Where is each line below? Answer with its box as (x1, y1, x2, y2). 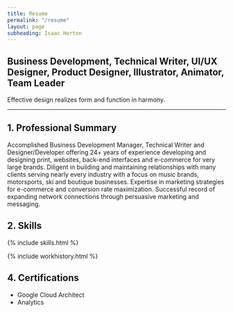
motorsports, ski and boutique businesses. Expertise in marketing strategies (7, 177, 225, 186)
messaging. (7, 200, 40, 208)
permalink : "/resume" (7, 17, 70, 24)
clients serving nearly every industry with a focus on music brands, (7, 170, 200, 178)
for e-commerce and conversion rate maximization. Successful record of (7, 185, 216, 193)
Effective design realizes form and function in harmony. (7, 95, 165, 104)
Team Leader (7, 77, 65, 89)
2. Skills (7, 220, 42, 232)
